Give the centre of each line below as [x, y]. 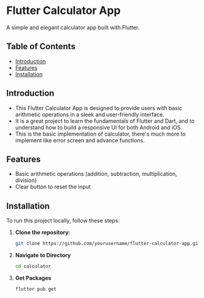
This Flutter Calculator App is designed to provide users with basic [99, 108]
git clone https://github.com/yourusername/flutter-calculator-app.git [108, 244]
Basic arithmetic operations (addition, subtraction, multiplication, [96, 174]
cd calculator [33, 266]
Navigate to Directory [43, 255]
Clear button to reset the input [53, 187]
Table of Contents [41, 47]
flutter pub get [36, 289]
